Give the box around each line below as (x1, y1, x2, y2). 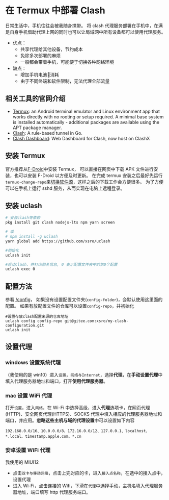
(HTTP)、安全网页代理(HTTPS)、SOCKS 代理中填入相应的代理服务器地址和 (5, 411, 162, 417)
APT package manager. (12, 124, 62, 131)
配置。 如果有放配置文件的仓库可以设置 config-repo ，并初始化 (5, 303, 134, 309)
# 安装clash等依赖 (5, 215, 41, 220)
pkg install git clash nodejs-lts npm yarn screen (5, 220, 115, 225)
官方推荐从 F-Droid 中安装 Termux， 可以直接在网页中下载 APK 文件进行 (5, 166, 154, 172)
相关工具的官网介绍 (5, 94, 66, 103)
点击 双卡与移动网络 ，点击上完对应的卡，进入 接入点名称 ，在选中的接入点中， (12, 470, 165, 476)
